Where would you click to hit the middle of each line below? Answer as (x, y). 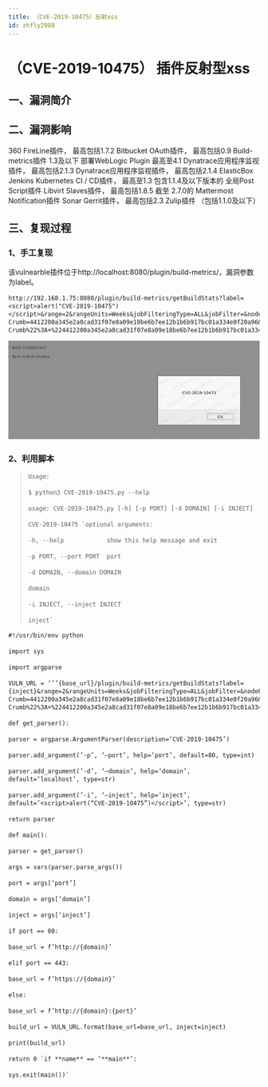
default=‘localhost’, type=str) (62, 779)
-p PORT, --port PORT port (74, 557)
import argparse (35, 667)
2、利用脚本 (32, 458)
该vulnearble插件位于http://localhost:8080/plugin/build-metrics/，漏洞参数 (131, 272)
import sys (26, 651)
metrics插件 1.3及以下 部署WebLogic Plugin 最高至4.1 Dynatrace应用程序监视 (134, 161)
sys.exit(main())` (39, 1075)
